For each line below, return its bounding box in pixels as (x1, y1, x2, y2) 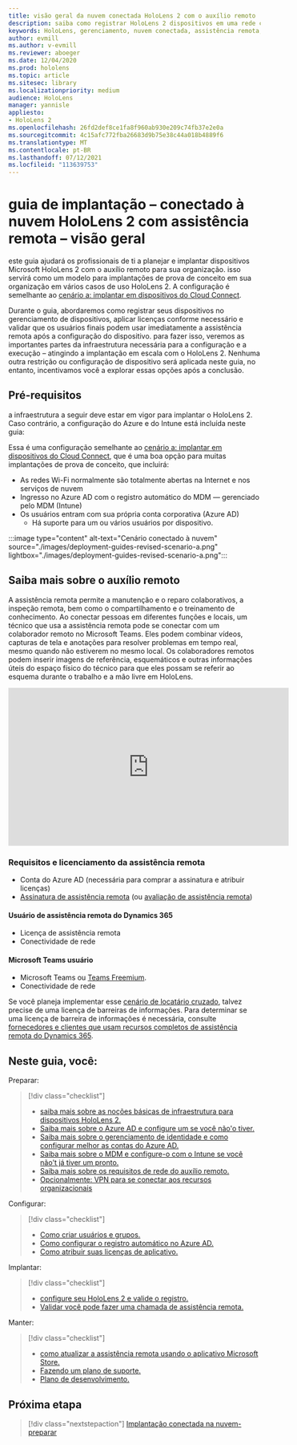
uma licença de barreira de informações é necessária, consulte (8, 1014, 217, 1024)
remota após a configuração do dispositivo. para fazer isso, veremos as (8, 331, 245, 341)
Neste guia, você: (8, 1054, 98, 1068)
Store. (39, 1358, 60, 1367)
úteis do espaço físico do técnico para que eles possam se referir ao (8, 663, 235, 672)
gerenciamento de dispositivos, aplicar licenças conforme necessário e (8, 315, 244, 324)
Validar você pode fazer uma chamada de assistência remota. (39, 1302, 244, 1312)
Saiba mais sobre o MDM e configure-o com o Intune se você (39, 1149, 243, 1159)
